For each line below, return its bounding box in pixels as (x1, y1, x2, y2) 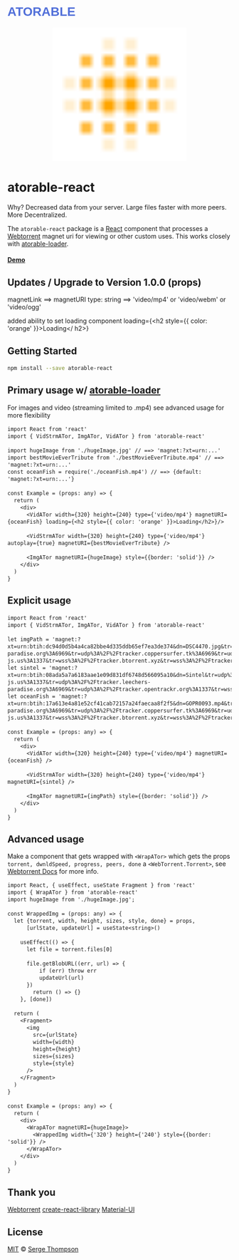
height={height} (33, 1045, 81, 1053)
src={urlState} (33, 1031, 78, 1039)
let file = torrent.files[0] (26, 946, 113, 954)
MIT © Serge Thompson (7, 1245, 79, 1254)
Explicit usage (7, 594, 72, 606)
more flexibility (7, 410, 51, 419)
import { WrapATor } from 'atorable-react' (7, 889, 139, 897)
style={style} (33, 1060, 75, 1068)
